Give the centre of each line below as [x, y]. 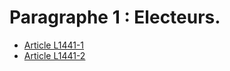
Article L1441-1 [54, 45]
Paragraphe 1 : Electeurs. [115, 17]
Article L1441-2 [54, 55]
